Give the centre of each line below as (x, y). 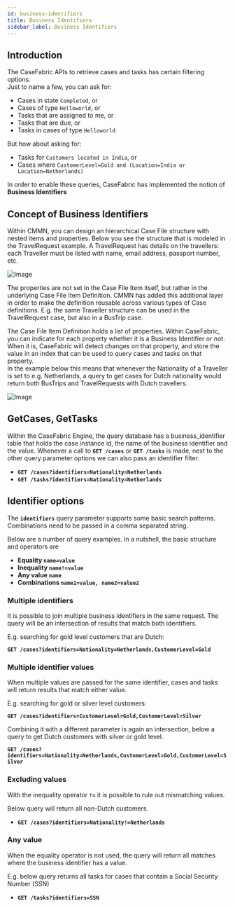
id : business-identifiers (45, 14)
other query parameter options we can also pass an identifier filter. (104, 458)
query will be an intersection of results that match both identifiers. (102, 623)
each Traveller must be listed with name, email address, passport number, (114, 253)
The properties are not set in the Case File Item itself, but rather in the (107, 288)
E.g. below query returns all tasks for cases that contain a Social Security (113, 876)
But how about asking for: (44, 144)
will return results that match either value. (67, 690)
